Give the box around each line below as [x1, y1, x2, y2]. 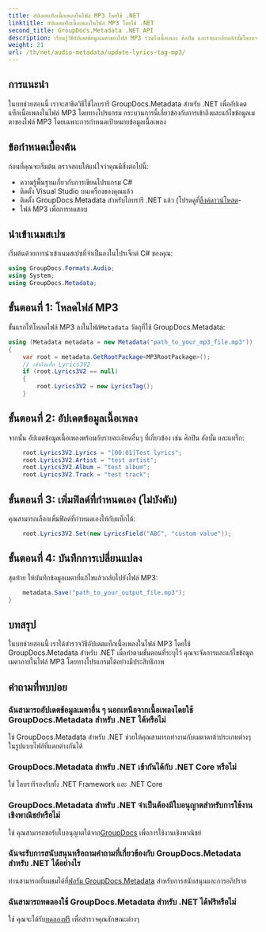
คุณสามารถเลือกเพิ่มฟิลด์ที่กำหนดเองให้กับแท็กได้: [8, 514, 136, 523]
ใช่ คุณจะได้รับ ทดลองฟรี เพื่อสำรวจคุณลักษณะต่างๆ [8, 915, 140, 924]
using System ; [8, 272, 55, 280]
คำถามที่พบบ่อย [8, 680, 67, 694]
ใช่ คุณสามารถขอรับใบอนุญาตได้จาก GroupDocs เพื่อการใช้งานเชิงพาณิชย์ [8, 827, 202, 838]
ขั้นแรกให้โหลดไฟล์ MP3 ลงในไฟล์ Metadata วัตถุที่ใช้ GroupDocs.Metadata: [8, 322, 226, 332]
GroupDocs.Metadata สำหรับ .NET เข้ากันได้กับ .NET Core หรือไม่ [8, 761, 237, 772]
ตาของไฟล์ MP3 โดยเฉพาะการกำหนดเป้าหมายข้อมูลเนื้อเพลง [8, 117, 166, 126]
